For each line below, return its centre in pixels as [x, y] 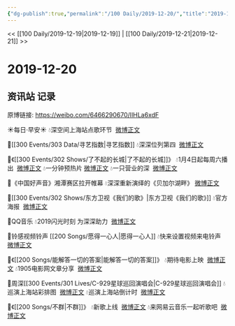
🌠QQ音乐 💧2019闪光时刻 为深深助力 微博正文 [72, 221]
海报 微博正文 [27, 206]
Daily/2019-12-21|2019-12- [180, 34]
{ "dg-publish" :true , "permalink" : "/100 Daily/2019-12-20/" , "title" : [108, 14]
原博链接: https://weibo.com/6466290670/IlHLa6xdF [83, 114]
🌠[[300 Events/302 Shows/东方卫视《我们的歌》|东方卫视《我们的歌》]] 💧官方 [117, 198]
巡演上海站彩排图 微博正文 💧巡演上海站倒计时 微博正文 [86, 292]
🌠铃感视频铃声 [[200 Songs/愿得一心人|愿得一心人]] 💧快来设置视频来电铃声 [114, 236]
